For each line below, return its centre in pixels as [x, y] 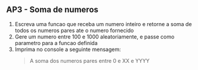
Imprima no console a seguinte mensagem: [68, 49]
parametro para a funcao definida [56, 43]
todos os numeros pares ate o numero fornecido [74, 30]
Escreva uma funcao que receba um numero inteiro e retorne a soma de [103, 24]
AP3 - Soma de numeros [52, 10]
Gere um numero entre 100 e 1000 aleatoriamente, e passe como [95, 36]
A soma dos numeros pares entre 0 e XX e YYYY [90, 61]
